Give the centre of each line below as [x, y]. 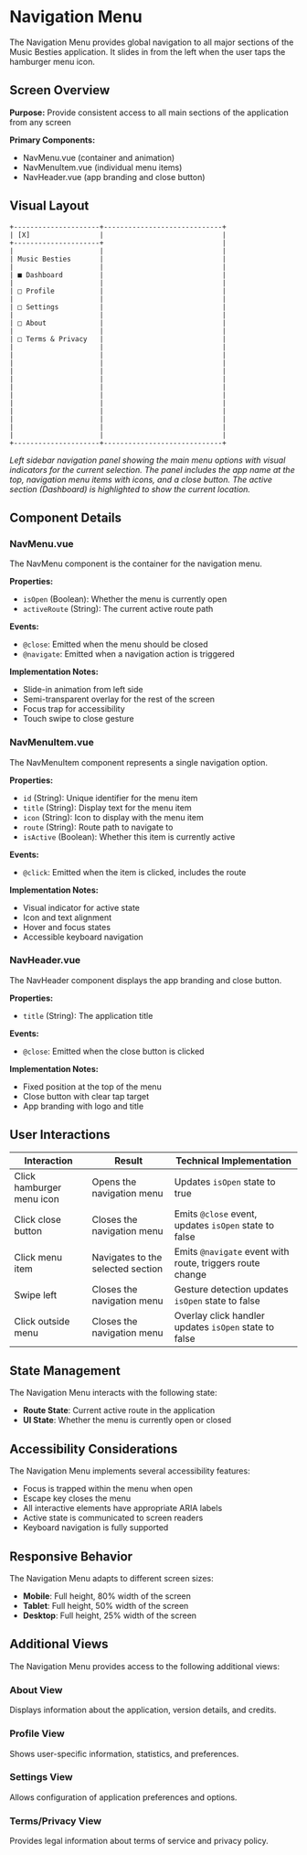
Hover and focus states [67, 927]
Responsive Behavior [71, 1556]
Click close [38, 1219]
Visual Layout [49, 206]
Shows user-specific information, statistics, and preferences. [124, 1753]
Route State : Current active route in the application [119, 1410]
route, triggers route [217, 1262]
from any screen [40, 122]
